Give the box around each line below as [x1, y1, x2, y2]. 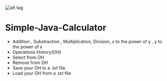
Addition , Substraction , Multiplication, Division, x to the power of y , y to [12, 38, 163, 44]
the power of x [12, 44, 43, 50]
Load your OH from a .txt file [12, 70, 71, 76]
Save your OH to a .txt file [12, 65, 66, 71]
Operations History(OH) [12, 49, 61, 55]
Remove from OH [12, 60, 48, 66]
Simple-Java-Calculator [5, 22, 107, 33]
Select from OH [12, 54, 44, 60]
